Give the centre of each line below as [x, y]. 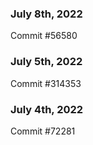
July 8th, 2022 [46, 14]
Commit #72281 [43, 131]
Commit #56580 [44, 36]
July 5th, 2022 [46, 62]
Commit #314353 [46, 83]
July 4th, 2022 [47, 109]
